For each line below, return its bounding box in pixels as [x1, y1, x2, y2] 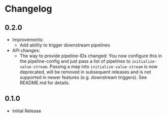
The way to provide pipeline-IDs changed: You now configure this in [19, 53, 162, 59]
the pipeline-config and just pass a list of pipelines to [19, 58, 131, 64]
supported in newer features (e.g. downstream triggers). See [19, 74, 147, 80]
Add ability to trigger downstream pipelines [19, 42, 110, 48]
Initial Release [12, 107, 42, 114]
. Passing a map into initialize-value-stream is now [47, 64, 158, 69]
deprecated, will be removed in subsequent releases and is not [19, 69, 151, 75]
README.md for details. [19, 80, 70, 86]
